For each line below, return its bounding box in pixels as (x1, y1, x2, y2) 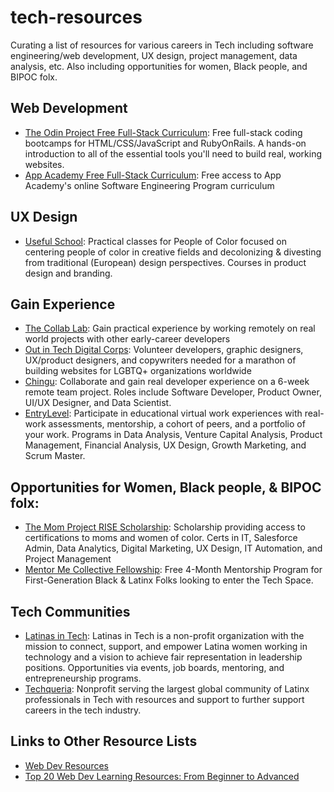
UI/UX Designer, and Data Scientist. (24, 397, 172, 409)
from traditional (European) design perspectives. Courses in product (24, 256, 307, 268)
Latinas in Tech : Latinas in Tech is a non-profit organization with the (24, 630, 305, 641)
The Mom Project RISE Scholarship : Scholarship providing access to (24, 521, 306, 533)
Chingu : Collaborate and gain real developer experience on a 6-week (24, 376, 310, 388)
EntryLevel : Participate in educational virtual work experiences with (24, 407, 303, 420)
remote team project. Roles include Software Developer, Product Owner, (24, 386, 322, 398)
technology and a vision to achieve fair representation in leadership (24, 651, 303, 663)
